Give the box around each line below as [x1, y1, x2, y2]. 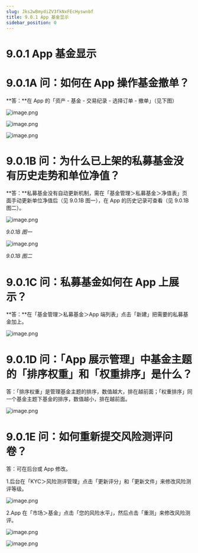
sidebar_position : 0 [6, 20, 57, 25]
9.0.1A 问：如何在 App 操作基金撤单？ [6, 76, 190, 89]
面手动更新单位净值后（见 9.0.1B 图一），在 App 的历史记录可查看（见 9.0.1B [6, 197, 189, 204]
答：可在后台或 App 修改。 [6, 465, 71, 473]
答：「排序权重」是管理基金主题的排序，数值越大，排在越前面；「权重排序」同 [6, 388, 193, 395]
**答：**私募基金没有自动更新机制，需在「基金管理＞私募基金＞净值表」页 [6, 190, 188, 197]
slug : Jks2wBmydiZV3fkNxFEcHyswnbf [6, 8, 94, 15]
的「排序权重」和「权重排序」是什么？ [6, 367, 193, 381]
